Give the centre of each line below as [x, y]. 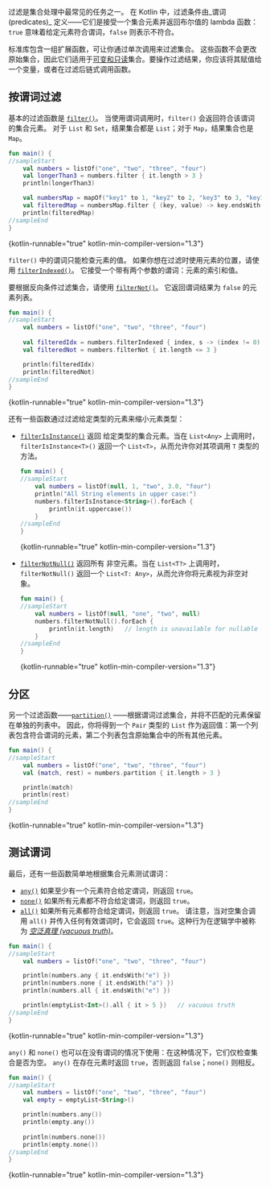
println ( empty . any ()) [59, 1123]
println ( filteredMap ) [59, 213]
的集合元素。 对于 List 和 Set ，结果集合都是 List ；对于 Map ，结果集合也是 [131, 128]
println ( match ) [48, 787]
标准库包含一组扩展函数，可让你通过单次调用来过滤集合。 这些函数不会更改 [133, 49]
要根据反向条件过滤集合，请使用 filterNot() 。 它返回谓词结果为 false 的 [129, 287]
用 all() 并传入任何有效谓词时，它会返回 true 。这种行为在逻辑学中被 [134, 920]
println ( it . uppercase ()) [91, 509]
